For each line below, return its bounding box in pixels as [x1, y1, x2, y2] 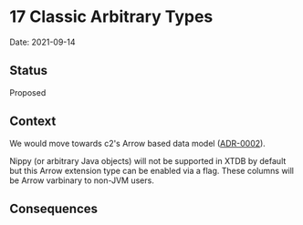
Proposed [9, 87, 47, 97]
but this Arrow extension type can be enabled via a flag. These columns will [9, 165, 295, 176]
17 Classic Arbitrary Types [9, 6, 214, 27]
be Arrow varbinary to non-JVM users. [9, 175, 155, 186]
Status [9, 63, 48, 78]
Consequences [9, 200, 99, 216]
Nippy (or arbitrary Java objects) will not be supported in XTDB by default [9, 155, 287, 166]
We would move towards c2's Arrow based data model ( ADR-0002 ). [9, 138, 266, 148]
